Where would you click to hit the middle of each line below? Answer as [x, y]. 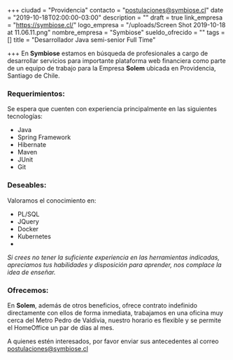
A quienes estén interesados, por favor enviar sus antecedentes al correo [113, 341]
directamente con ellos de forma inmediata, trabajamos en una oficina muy [115, 312]
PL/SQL [28, 214]
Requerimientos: [36, 94]
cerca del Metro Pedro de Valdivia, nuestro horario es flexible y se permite [114, 320]
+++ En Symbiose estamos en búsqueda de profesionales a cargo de [108, 53]
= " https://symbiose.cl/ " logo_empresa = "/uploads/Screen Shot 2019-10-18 [116, 25]
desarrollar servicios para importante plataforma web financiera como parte [116, 61]
